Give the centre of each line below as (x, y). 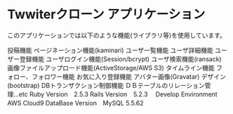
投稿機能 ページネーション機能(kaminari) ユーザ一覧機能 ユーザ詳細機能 (111, 50)
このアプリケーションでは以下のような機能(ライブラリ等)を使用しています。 (117, 35)
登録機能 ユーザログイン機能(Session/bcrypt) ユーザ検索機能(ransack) (121, 59)
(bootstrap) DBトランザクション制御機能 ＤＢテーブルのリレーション (106, 85)
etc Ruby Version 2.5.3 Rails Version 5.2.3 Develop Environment (118, 94)
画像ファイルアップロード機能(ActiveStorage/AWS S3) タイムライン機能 (111, 68)
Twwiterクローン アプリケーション (106, 14)
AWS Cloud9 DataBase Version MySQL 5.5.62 (75, 103)
